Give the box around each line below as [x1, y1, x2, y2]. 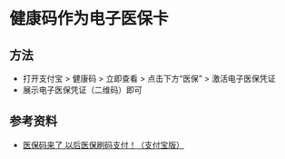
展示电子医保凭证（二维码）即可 [22, 84, 142, 95]
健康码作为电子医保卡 [9, 8, 170, 29]
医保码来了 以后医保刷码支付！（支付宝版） [22, 139, 184, 150]
